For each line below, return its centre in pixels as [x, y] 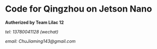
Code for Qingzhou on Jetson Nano [79, 9]
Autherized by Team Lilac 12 [34, 22]
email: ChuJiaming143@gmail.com [40, 41]
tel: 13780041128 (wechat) [32, 32]
